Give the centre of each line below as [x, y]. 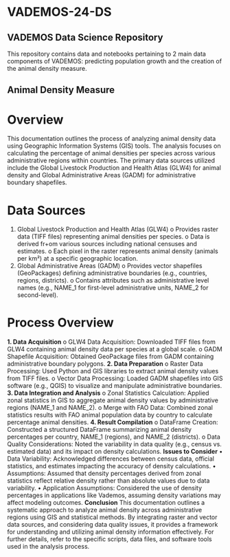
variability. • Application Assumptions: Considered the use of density [105, 488]
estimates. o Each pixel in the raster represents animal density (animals [117, 251]
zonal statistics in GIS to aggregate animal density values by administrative [113, 400]
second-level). [37, 295]
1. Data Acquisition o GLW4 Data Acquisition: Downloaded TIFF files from [112, 342]
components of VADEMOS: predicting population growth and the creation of [114, 61]
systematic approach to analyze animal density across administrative [105, 510]
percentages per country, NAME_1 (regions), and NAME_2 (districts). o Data [114, 437]
